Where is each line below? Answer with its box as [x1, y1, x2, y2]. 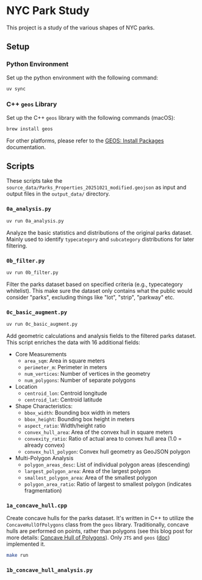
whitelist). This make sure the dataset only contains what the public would [6, 287, 193, 294]
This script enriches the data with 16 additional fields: [6, 339, 140, 346]
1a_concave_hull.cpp [6, 502, 68, 509]
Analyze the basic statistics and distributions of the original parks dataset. [6, 229, 193, 236]
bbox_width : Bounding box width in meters [24, 409, 130, 416]
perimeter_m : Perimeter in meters [24, 364, 107, 370]
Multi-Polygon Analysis [15, 455, 74, 461]
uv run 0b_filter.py [6, 270, 59, 276]
